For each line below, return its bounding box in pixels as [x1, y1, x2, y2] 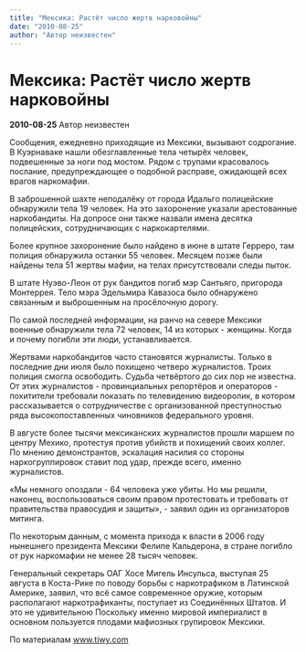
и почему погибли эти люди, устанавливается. [9, 334, 193, 345]
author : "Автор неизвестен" [9, 30, 117, 39]
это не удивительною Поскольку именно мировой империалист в [9, 607, 268, 617]
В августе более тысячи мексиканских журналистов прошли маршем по [9, 427, 295, 438]
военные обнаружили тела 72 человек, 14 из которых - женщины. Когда [9, 324, 292, 335]
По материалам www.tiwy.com [9, 634, 129, 645]
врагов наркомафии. [9, 175, 90, 187]
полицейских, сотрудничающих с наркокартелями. [9, 223, 210, 234]
